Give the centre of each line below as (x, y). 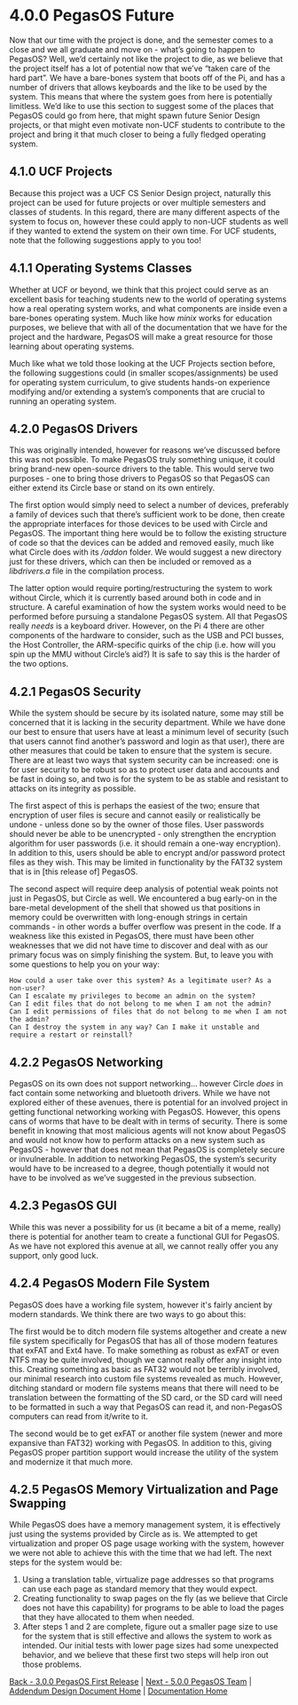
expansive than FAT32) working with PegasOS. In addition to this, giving (141, 1442)
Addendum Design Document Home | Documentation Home (118, 1691)
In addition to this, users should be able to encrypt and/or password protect (147, 853)
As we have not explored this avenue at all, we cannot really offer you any (144, 1246)
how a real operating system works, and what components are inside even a (149, 308)
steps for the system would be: (66, 1562)
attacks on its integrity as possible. (73, 789)
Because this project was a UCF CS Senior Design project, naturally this (140, 193)
